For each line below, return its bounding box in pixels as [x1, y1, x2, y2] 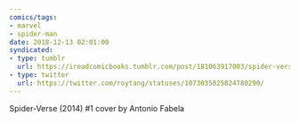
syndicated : [9, 46, 53, 55]
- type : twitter [9, 71, 69, 80]
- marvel [9, 21, 42, 30]
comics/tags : [9, 12, 58, 22]
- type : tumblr [9, 54, 66, 63]
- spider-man [9, 29, 58, 38]
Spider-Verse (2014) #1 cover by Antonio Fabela [9, 103, 185, 113]
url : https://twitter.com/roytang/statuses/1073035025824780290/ [17, 79, 265, 88]
